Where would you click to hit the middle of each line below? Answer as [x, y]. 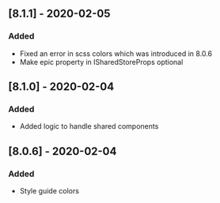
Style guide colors [49, 191]
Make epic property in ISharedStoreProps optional [101, 62]
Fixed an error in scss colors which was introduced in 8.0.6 [116, 53]
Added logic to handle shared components [89, 126]
